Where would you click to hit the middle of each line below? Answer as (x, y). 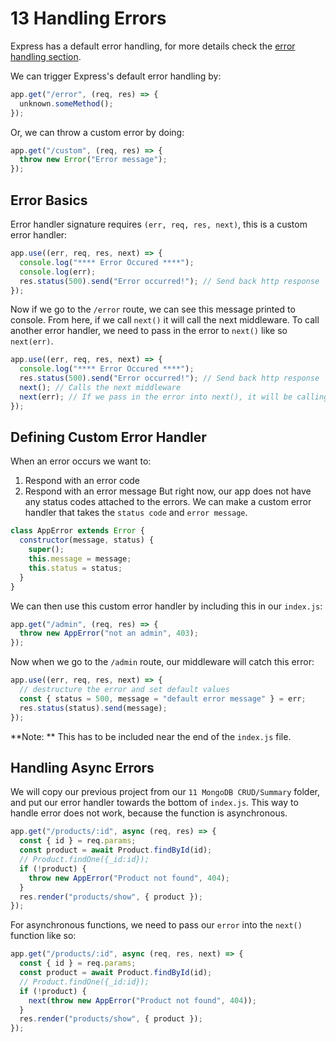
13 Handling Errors (88, 18)
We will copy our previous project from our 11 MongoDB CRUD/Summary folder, (165, 792)
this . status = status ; (75, 568)
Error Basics (49, 200)
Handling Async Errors (82, 767)
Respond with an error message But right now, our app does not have (168, 491)
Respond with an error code (82, 481)
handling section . (46, 56)
